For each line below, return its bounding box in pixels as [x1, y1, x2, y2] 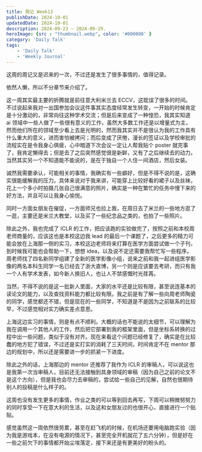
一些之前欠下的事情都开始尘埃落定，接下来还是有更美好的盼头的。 [6, 439, 170, 446]
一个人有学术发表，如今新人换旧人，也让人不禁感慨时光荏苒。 [6, 270, 159, 277]
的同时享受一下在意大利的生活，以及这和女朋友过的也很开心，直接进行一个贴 [6, 403, 196, 411]
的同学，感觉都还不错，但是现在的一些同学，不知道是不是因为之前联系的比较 [6, 298, 196, 305]
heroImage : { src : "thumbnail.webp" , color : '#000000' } [6, 31, 152, 37]
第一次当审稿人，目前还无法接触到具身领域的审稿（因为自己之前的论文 [16, 368, 191, 376]
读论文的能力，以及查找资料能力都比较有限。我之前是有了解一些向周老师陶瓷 [6, 290, 196, 298]
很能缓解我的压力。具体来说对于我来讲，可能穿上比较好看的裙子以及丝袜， [11, 177, 196, 184]
